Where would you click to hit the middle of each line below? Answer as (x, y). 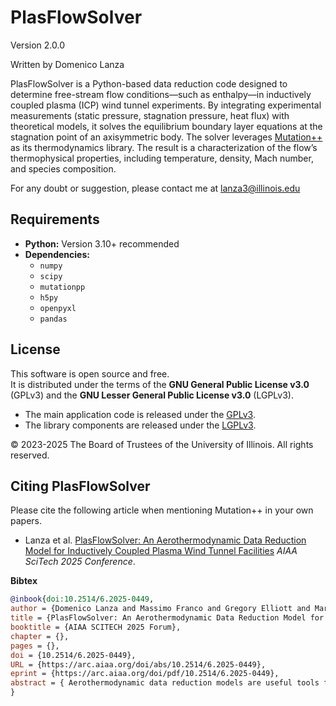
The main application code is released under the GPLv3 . (140, 414)
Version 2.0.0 (37, 45)
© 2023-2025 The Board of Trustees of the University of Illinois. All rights (162, 444)
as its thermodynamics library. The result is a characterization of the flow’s (164, 147)
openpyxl (58, 308)
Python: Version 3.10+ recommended (102, 243)
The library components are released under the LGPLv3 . (140, 425)
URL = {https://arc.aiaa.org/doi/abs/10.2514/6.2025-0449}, (138, 664)
